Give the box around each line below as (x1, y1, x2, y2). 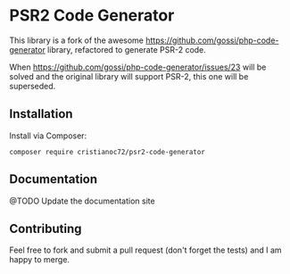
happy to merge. (9, 254, 70, 265)
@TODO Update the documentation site (9, 195, 155, 206)
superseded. (9, 80, 56, 91)
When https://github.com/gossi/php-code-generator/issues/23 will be (9, 62, 267, 72)
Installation (9, 106, 73, 121)
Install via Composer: (9, 130, 87, 141)
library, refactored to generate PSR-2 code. (47, 44, 207, 54)
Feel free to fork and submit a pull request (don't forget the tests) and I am (9, 245, 283, 255)
